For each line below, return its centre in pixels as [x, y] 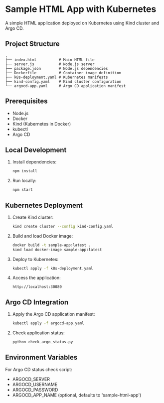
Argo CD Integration [37, 302]
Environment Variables [41, 357]
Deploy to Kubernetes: [35, 259]
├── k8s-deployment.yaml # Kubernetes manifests [57, 77]
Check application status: [38, 333]
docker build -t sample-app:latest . [52, 245]
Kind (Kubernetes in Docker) [42, 124]
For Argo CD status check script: [39, 369]
